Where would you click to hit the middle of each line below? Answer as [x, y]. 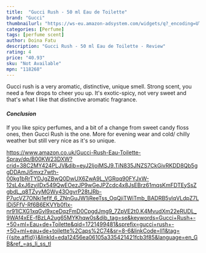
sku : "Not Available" [34, 63]
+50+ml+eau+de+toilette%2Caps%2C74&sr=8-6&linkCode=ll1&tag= [93, 230]
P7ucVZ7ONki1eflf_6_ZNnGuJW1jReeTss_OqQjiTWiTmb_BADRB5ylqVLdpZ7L [103, 198]
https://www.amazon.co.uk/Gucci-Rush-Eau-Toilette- [74, 152]
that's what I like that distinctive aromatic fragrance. [72, 99]
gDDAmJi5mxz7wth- [33, 172]
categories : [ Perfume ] [35, 29]
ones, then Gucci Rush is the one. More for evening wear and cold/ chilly [98, 134]
